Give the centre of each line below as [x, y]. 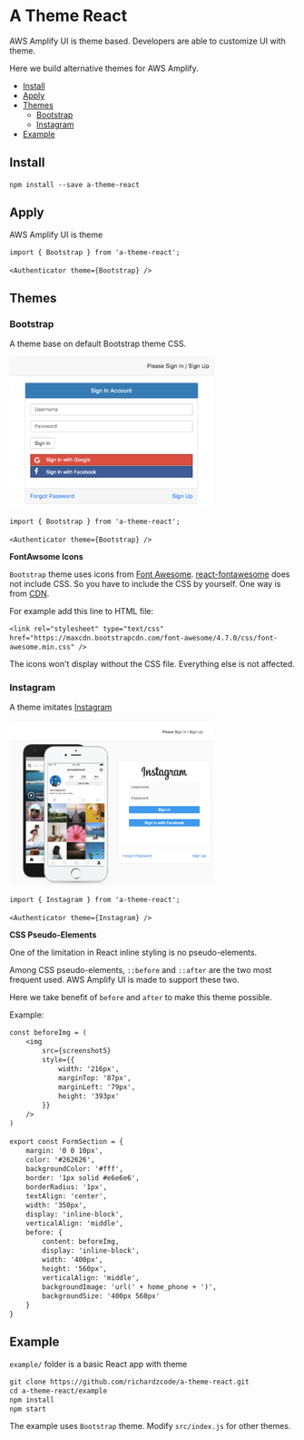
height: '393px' [88, 1097]
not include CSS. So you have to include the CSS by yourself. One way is [145, 583]
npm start [28, 1409]
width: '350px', [57, 1206]
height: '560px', [74, 1269]
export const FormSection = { [67, 1142]
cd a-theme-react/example [58, 1391]
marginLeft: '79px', [97, 1087]
